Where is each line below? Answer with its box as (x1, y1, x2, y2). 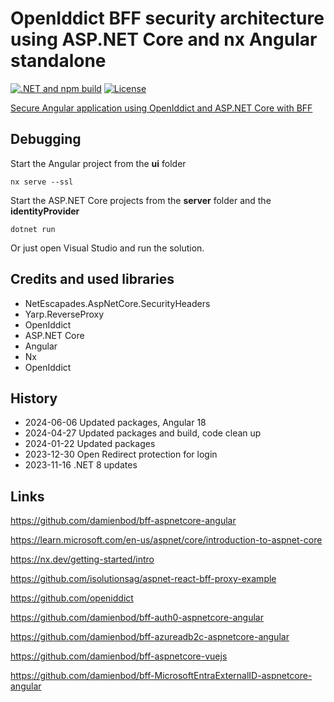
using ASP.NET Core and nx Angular (10, 28, 318, 51)
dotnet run (10, 224, 56, 234)
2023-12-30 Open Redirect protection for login (24, 448, 218, 461)
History (10, 390, 58, 407)
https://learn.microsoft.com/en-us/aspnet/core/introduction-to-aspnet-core (10, 534, 323, 546)
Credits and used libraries (10, 271, 175, 288)
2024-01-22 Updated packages (24, 438, 156, 450)
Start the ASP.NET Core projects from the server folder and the (10, 194, 272, 206)
